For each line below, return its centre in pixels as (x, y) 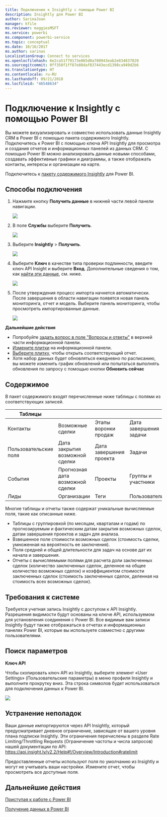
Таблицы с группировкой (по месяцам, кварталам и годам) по (79, 523)
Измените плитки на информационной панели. (62, 348)
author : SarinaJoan (25, 19)
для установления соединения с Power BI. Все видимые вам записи (78, 620)
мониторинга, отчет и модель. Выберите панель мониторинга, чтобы (86, 303)
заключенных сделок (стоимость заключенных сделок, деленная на (85, 576)
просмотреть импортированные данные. (56, 309)
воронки (105, 429)
